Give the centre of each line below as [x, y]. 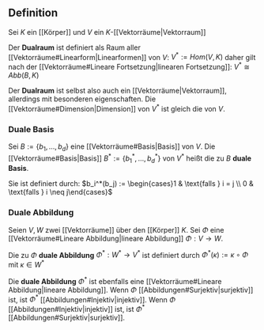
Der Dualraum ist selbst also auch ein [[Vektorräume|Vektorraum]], [117, 91]
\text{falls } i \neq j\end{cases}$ [60, 192]
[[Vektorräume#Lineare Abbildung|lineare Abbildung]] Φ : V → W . [116, 238]
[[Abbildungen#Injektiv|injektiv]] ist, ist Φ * [77, 308]
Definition [33, 13]
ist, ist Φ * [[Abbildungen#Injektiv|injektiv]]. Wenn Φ [92, 298]
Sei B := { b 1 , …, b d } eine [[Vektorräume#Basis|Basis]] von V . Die [112, 147]
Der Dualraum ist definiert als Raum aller [74, 47]
